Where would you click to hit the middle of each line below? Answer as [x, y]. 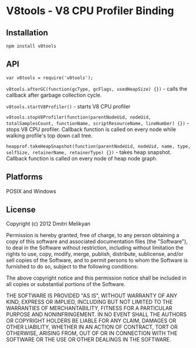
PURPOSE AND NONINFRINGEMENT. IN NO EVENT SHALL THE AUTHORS [97, 314]
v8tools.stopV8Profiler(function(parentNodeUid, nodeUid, [79, 117]
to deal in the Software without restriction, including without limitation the [95, 248]
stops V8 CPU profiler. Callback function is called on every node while [91, 129]
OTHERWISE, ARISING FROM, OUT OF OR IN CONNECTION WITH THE [92, 333]
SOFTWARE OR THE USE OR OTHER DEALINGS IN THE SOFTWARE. [89, 340]
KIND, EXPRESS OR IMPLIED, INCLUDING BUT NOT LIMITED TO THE [89, 302]
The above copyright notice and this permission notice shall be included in [96, 278]
